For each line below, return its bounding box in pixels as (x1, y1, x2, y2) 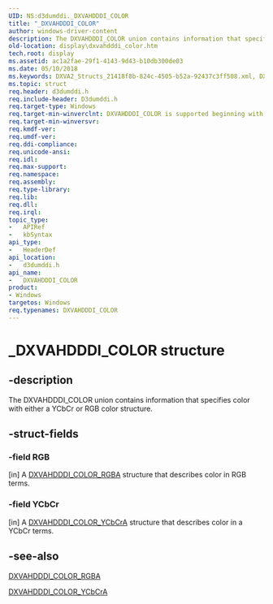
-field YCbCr (8, 498, 59, 510)
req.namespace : (8, 170, 60, 179)
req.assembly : (8, 178, 57, 187)
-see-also (8, 550, 59, 563)
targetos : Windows (8, 299, 71, 307)
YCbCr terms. (8, 525, 54, 536)
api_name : (8, 269, 42, 277)
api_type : (8, 239, 42, 247)
